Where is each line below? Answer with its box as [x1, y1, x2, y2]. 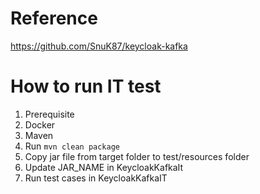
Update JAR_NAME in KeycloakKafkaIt [24, 161, 184, 173]
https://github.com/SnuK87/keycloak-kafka [10, 40, 188, 52]
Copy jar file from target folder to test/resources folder [24, 150, 250, 162]
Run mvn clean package [24, 140, 120, 152]
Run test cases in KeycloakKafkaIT [24, 172, 168, 184]
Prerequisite [24, 108, 75, 120]
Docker [24, 118, 56, 131]
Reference [10, 7, 98, 30]
